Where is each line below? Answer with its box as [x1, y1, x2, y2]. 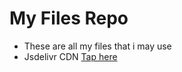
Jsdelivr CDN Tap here [23, 50, 118, 62]
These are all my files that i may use [23, 40, 172, 52]
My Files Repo [9, 7, 129, 30]
